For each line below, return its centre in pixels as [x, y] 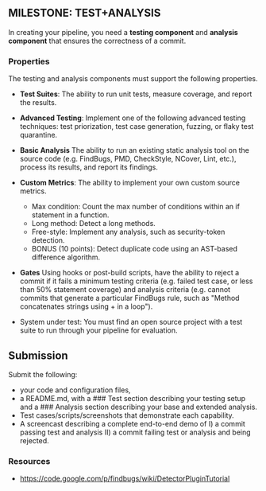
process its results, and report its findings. [89, 167]
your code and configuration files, [75, 390]
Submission [39, 355]
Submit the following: [43, 374]
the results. [38, 103]
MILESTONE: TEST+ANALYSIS [85, 13]
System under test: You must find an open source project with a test [131, 322]
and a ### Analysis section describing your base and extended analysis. [139, 407]
